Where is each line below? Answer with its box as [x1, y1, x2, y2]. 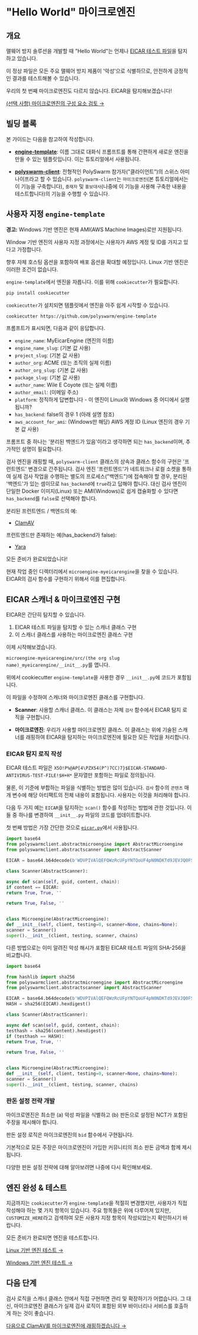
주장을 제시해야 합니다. [6, 1119, 58, 1126]
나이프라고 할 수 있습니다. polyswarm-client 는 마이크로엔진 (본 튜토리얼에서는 [14, 175, 189, 182]
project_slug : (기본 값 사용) [14, 352, 81, 359]
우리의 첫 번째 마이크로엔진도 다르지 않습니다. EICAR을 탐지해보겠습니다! [6, 87, 172, 94]
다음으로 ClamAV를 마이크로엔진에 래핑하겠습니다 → [6, 1322, 127, 1329]
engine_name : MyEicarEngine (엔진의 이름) [14, 337, 114, 344]
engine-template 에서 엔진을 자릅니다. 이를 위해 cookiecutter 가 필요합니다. [6, 278, 180, 285]
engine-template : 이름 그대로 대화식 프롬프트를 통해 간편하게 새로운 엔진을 [14, 148, 189, 155]
